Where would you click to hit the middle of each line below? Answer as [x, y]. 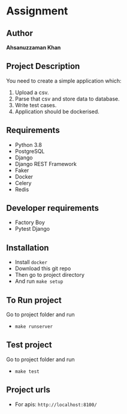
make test [27, 371]
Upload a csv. [32, 92]
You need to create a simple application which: [64, 81]
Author [19, 33]
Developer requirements [53, 208]
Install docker [31, 262]
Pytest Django [32, 229]
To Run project [34, 300]
